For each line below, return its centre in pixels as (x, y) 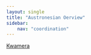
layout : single (25, 12)
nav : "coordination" (43, 29)
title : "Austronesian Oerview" (46, 18)
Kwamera (18, 46)
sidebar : (17, 23)
